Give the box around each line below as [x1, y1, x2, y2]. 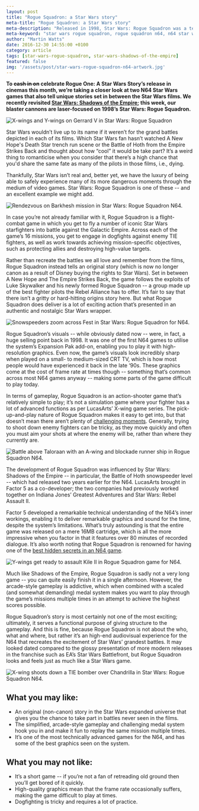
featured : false [6, 58, 46, 64]
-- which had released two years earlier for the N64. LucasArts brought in [6, 479, 187, 486]
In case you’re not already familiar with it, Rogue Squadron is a [6, 213, 159, 221]
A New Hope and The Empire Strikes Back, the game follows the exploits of [6, 276, 190, 283]
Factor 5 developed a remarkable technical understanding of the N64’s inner [6, 509, 192, 516]
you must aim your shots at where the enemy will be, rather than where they [6, 430, 192, 438]
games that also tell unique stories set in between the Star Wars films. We [6, 93, 191, 100]
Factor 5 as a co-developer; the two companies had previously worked [6, 485, 179, 492]
